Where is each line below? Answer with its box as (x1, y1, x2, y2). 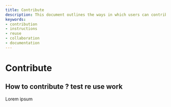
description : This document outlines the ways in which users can (5, 12, 149, 17)
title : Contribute (5, 7, 44, 13)
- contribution (5, 21, 38, 27)
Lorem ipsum (5, 96, 33, 102)
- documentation (5, 41, 40, 46)
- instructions (5, 26, 38, 31)
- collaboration (5, 36, 40, 41)
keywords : (5, 17, 26, 22)
